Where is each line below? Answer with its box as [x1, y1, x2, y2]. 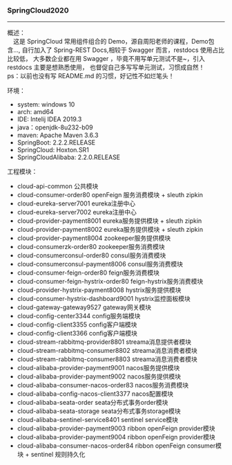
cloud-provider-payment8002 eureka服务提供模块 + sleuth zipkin [17, 226, 204, 234]
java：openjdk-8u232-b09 [17, 123, 93, 131]
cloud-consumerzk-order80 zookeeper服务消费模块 [17, 243, 165, 251]
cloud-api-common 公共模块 [17, 182, 99, 190]
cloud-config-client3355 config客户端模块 [17, 320, 137, 329]
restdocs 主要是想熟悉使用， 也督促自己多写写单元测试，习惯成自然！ [7, 63, 205, 71]
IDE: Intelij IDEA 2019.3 [17, 115, 82, 123]
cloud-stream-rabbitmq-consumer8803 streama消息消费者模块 [17, 355, 198, 363]
